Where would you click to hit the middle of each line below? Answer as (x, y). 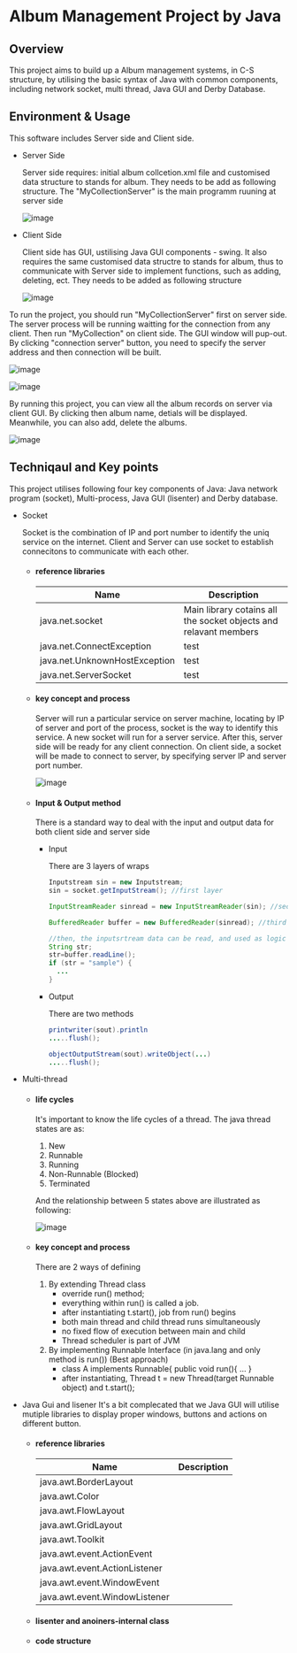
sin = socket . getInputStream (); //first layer (136, 891)
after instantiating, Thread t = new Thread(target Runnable (168, 1378)
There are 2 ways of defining (88, 1266)
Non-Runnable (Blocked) (94, 1173)
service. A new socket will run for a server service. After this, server (159, 737)
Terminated (69, 1183)
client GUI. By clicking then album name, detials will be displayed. (128, 412)
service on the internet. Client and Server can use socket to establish (148, 542)
